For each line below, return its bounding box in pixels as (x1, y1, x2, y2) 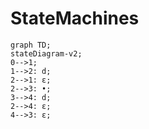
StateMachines (10, 7, 140, 30)
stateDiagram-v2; (10, 48, 83, 59)
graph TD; (10, 40, 52, 50)
